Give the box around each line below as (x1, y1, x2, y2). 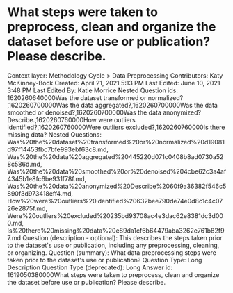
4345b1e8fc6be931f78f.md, (7, 174, 87, 183)
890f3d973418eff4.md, (7, 189, 74, 198)
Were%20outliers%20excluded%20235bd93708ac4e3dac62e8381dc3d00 (7, 211, 224, 219)
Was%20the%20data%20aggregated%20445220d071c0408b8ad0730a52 (7, 152, 224, 160)
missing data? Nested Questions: (7, 130, 102, 139)
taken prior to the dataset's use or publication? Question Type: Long (7, 256, 202, 264)
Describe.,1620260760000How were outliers (7, 115, 136, 124)
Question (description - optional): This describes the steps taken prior (22, 233, 223, 242)
